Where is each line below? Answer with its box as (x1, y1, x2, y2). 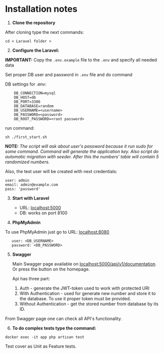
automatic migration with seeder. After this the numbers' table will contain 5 (5, 153, 159, 159)
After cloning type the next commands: (5, 29, 84, 35)
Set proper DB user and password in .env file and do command (5, 71, 133, 77)
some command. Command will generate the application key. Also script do (5, 148, 159, 154)
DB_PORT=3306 (14, 99, 41, 104)
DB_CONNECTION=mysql (14, 90, 56, 95)
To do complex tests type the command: (12, 325, 97, 331)
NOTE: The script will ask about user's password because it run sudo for (5, 143, 153, 149)
